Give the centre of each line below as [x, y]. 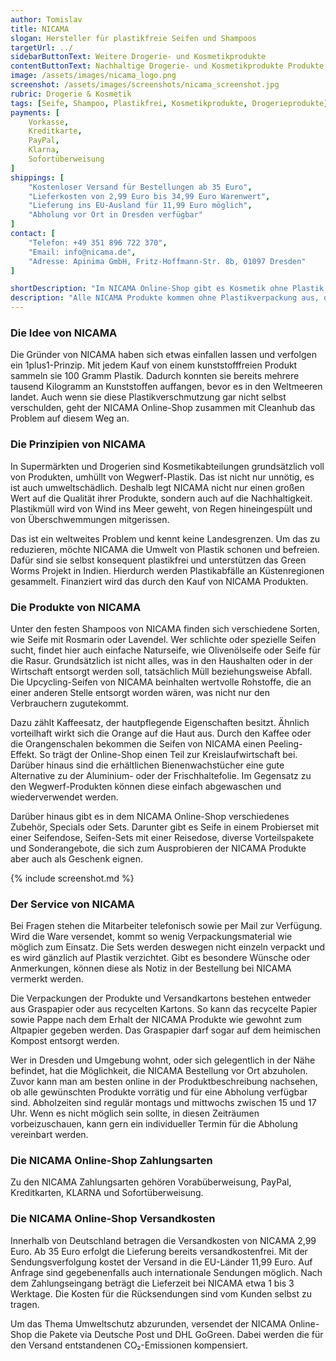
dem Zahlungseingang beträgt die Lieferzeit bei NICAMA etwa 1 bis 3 [152, 1283]
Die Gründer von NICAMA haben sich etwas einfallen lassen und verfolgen [163, 355]
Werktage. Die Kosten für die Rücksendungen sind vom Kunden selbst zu [161, 1293]
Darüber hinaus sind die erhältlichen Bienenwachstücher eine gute [147, 765]
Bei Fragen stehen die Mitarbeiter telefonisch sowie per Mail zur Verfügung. [166, 926]
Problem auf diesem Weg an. [70, 418]
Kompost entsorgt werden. [65, 1041]
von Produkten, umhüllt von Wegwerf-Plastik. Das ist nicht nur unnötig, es [162, 477]
